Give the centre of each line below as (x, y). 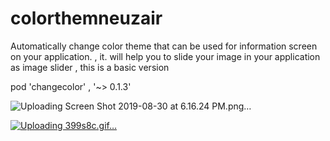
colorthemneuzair (86, 18)
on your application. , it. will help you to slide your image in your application (165, 56)
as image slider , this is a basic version (90, 67)
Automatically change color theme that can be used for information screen (164, 46)
